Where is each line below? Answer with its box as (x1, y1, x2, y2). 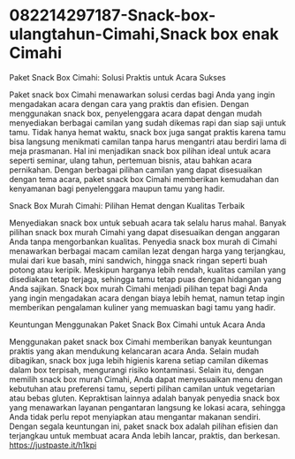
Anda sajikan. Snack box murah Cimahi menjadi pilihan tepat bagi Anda (9, 283, 268, 294)
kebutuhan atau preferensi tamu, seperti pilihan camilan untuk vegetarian (9, 383, 276, 394)
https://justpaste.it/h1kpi (9, 440, 97, 450)
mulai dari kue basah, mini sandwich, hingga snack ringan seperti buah (9, 255, 268, 265)
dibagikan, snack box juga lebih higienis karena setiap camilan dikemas (9, 355, 269, 365)
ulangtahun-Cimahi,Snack (9, 24, 208, 44)
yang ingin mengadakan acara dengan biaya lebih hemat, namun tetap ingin (9, 293, 285, 303)
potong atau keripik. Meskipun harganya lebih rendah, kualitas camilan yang (9, 264, 286, 275)
